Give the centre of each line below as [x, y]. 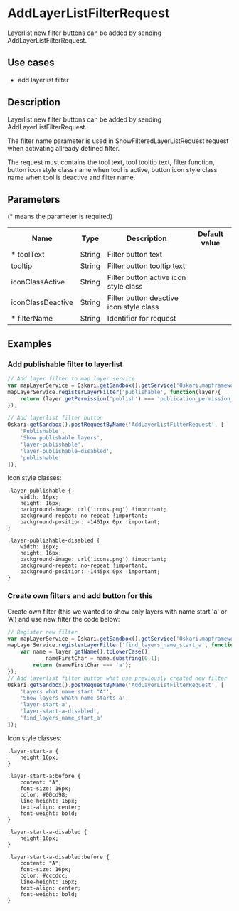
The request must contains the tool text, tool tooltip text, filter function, [111, 162]
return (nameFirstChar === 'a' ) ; [83, 665]
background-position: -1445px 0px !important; [90, 572]
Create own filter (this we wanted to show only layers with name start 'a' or [117, 611]
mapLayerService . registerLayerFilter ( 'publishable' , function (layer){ [114, 392]
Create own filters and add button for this [80, 596]
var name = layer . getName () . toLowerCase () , [86, 652]
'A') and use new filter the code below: [64, 619]
